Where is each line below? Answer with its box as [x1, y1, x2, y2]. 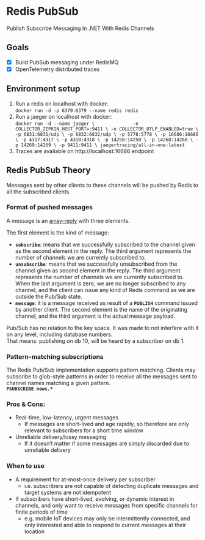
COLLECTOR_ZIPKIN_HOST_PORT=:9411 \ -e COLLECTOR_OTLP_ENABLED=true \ [15, 126, 199, 132]
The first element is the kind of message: [6, 228, 109, 236]
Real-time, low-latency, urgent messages [15, 414, 119, 421]
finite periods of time [15, 508, 68, 516]
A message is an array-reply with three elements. [6, 217, 130, 224]
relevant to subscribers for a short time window [24, 427, 143, 434]
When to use [6, 462, 45, 470]
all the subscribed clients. [6, 188, 71, 195]
